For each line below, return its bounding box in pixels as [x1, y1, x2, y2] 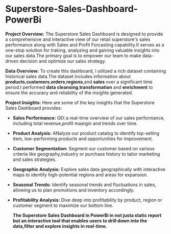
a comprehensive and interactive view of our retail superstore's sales [5, 36, 151, 42]
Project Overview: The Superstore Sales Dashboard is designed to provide [5, 31, 163, 37]
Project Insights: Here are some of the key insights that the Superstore [5, 99, 155, 105]
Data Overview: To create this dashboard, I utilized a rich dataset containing [5, 67, 166, 74]
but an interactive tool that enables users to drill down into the [12, 218, 148, 224]
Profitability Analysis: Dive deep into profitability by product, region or [12, 197, 162, 203]
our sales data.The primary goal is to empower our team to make [5, 52, 141, 59]
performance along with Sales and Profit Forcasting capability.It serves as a [5, 41, 164, 48]
